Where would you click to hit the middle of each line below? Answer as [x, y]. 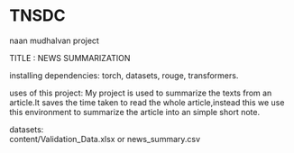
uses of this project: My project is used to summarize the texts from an [141, 93]
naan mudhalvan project [54, 40]
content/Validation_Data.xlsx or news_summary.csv [105, 139]
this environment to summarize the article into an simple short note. [134, 112]
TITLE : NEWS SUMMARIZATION [70, 58]
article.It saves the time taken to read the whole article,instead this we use [147, 102]
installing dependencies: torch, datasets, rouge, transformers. [124, 75]
